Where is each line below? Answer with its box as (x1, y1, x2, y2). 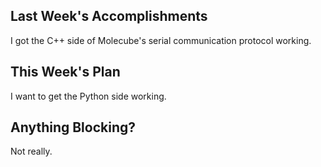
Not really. (10, 145, 53, 158)
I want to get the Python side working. (10, 90, 167, 102)
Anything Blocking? (10, 119, 137, 136)
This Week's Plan (10, 64, 121, 81)
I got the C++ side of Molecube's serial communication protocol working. (10, 34, 312, 46)
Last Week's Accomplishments (10, 8, 208, 25)
